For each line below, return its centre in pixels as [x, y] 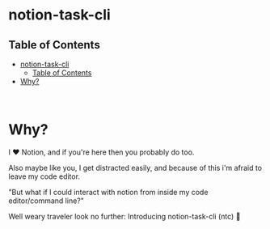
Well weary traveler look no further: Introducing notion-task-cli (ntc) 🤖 [124, 216]
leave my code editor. [44, 176]
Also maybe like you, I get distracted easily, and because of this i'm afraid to [135, 168]
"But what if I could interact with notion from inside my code [108, 192]
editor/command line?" [46, 201]
